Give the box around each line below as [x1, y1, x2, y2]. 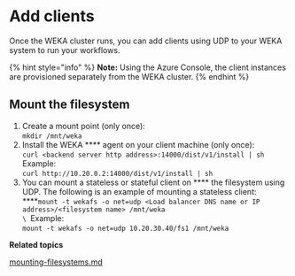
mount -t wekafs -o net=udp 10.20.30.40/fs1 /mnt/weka [21, 224, 229, 233]
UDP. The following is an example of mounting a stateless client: [21, 186, 257, 196]
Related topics [9, 239, 64, 249]
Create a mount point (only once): [21, 120, 146, 131]
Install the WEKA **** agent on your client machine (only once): [21, 139, 255, 149]
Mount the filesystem [9, 97, 130, 112]
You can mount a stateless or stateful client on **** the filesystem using [21, 177, 285, 188]
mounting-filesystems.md [9, 257, 104, 267]
